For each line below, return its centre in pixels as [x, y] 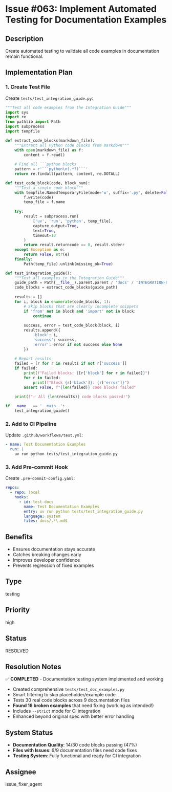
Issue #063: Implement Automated [81, 9]
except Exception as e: [40, 250]
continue [42, 316]
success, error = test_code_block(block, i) [72, 325]
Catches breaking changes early [47, 555]
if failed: [26, 368]
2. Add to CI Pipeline [31, 424]
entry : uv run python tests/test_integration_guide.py [83, 511]
